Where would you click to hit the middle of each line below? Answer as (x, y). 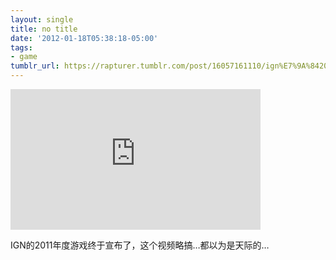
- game (24, 57)
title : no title (44, 29)
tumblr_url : (35, 66)
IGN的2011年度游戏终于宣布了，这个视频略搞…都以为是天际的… (140, 245)
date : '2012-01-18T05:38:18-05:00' (84, 38)
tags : (21, 47)
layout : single (42, 19)
